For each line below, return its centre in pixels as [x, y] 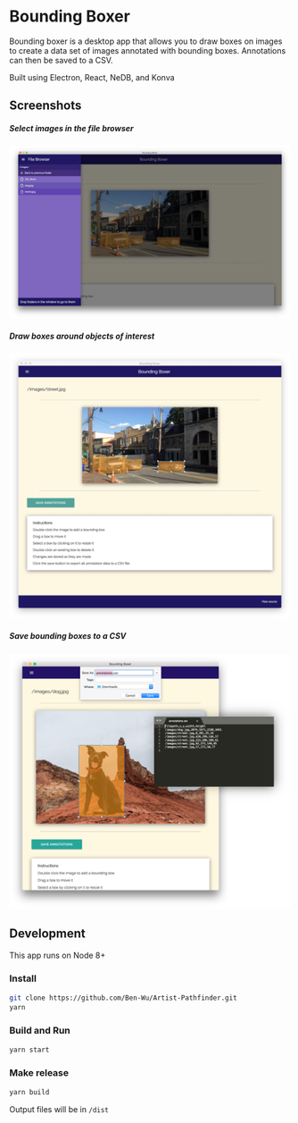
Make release [39, 1073]
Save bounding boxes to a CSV [68, 636]
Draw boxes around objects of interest [82, 336]
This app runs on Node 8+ [58, 955]
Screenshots [46, 106]
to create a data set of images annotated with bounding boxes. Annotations [148, 50]
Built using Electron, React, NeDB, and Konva [92, 77]
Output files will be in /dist [59, 1110]
